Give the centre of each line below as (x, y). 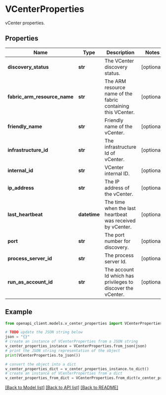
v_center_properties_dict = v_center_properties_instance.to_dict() (77, 369)
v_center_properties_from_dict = (40, 378)
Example (19, 312)
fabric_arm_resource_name (41, 97)
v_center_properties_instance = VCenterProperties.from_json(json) (76, 346)
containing (117, 106)
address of (117, 188)
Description (120, 52)
